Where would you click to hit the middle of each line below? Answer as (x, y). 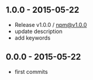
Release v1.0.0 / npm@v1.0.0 (50, 24)
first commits (31, 71)
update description (38, 31)
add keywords (32, 38)
